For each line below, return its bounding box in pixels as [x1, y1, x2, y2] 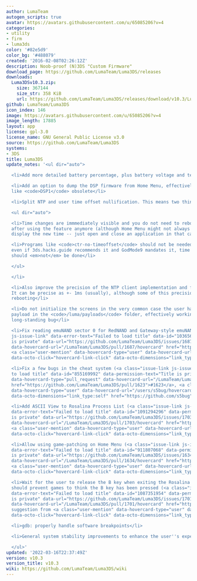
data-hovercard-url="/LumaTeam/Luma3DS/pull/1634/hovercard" [11, 458, 164, 464]
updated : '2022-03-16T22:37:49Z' [6, 549, 88, 556]
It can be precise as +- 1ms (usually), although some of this [11, 290, 169, 296]
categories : [6, 25, 35, 31]
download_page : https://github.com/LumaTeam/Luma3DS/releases [6, 69, 161, 75]
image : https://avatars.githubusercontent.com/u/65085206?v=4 [6, 112, 161, 118]
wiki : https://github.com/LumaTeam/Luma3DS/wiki [6, 566, 127, 572]
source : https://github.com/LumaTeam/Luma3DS [6, 139, 119, 146]
